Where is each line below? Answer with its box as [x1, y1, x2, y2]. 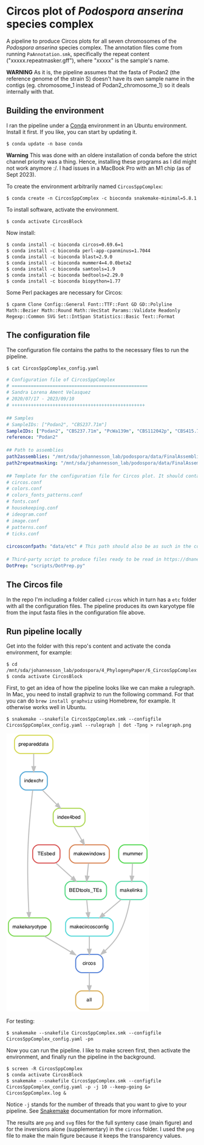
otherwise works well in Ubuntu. [6, 704, 87, 711]
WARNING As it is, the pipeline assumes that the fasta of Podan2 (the [6, 68, 180, 75]
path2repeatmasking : [6, 460, 59, 466]
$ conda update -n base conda [6, 141, 83, 147]
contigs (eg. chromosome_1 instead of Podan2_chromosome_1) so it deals [6, 81, 190, 89]
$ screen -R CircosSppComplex [6, 1066, 83, 1072]
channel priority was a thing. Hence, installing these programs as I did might [6, 158, 197, 165]
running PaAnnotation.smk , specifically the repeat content [6, 50, 150, 57]
